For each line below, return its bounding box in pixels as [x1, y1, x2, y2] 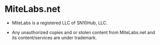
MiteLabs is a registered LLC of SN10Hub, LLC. [11, 20, 107, 26]
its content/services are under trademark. [11, 35, 97, 41]
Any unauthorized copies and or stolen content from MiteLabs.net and [11, 29, 156, 35]
